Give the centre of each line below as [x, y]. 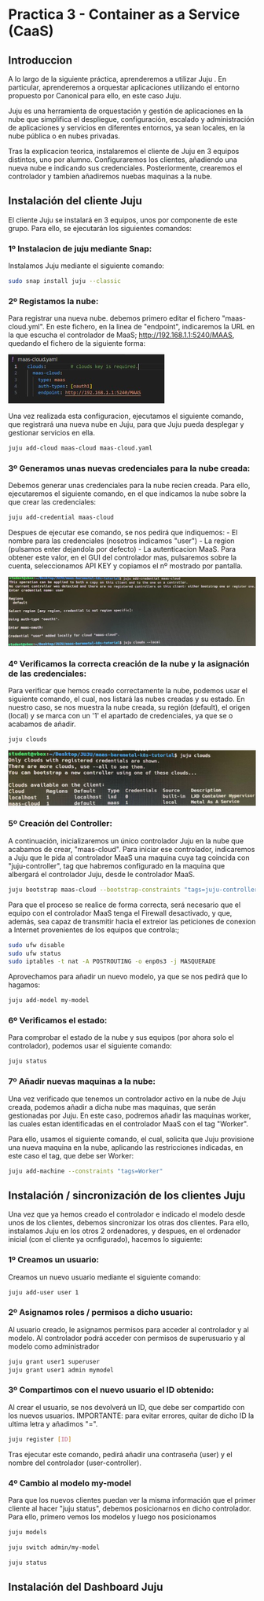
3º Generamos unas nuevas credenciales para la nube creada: [129, 468]
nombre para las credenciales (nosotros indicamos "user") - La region [121, 541]
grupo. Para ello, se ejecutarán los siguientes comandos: [100, 228]
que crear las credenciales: [52, 502]
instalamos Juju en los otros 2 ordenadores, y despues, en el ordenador [125, 1231]
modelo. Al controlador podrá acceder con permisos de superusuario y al [127, 1338]
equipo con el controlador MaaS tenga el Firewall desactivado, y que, [120, 912]
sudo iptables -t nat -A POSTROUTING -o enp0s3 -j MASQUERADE [112, 962]
